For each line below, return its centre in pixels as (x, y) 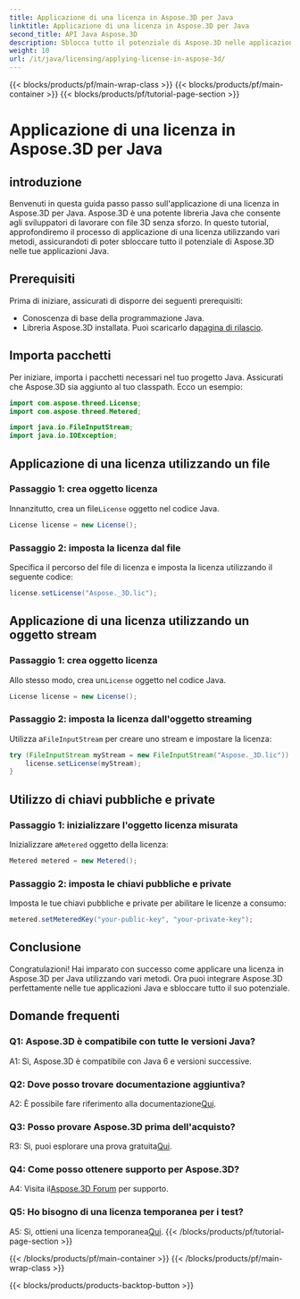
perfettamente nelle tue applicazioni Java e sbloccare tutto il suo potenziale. (150, 988)
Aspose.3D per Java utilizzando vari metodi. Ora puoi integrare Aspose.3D (146, 978)
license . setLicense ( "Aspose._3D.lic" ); (83, 593)
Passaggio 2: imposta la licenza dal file (95, 548)
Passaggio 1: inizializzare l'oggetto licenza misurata (124, 825)
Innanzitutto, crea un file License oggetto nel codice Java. (115, 508)
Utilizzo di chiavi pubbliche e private (112, 800)
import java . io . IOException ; (63, 436)
